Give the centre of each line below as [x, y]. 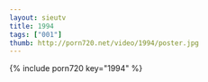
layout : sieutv [38, 18]
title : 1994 [32, 26]
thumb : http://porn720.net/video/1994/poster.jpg [104, 43]
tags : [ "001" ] [36, 34]
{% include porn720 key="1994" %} [76, 68]
